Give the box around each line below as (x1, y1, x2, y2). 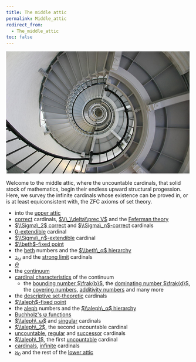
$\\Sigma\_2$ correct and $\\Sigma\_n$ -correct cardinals (14, 222, 154, 229)
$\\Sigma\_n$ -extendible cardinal (14, 235, 96, 242)
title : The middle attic (6, 9, 67, 15)
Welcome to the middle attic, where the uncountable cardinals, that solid (6, 180, 181, 187)
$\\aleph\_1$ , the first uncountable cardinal (14, 336, 118, 343)
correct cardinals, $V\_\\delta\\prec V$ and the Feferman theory (14, 216, 169, 223)
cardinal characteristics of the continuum (14, 273, 114, 280)
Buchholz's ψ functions (14, 311, 72, 318)
